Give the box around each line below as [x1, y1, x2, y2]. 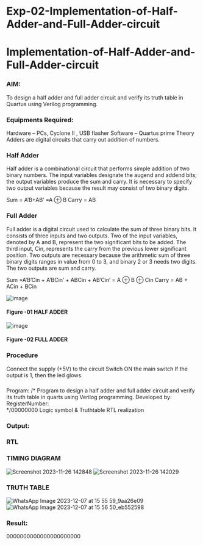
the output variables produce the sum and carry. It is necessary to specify [6, 178, 193, 186]
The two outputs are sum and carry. [6, 264, 96, 272]
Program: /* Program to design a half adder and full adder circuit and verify [6, 386, 195, 394]
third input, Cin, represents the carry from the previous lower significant [6, 245, 187, 252]
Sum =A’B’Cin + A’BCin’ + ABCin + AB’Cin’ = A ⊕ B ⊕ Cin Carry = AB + [6, 276, 188, 283]
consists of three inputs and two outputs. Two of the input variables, [6, 232, 178, 239]
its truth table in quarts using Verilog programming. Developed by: [6, 393, 172, 400]
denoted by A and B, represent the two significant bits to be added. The [6, 238, 187, 245]
